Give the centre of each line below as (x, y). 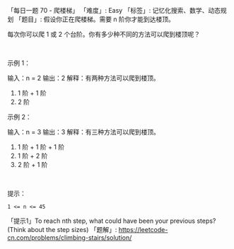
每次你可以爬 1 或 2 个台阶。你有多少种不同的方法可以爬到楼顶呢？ (104, 34)
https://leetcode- (143, 230)
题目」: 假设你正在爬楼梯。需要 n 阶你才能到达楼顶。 (98, 19)
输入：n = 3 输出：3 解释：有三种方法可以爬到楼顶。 (84, 132)
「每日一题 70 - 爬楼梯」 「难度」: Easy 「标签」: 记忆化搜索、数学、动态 (114, 10)
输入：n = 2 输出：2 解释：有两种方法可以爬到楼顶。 (84, 78)
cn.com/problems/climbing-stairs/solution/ (70, 238)
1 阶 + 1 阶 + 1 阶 (41, 147)
